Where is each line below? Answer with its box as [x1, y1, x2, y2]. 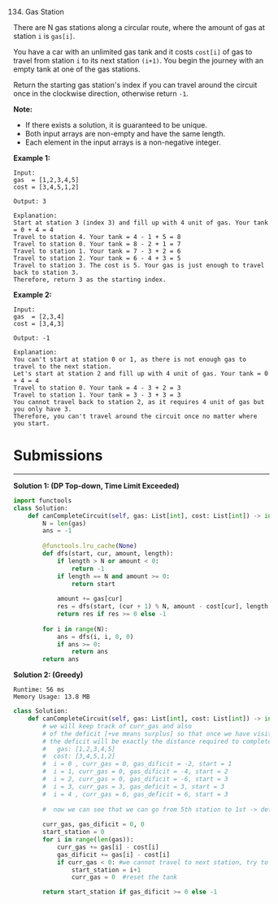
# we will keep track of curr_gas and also [42, 722, 192, 730]
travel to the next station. [13, 363, 112, 371]
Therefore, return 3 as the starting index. [13, 276, 167, 284]
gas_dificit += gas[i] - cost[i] [56, 850, 170, 858]
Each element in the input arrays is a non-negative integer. [24, 137, 222, 147]
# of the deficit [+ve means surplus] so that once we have [42, 729, 250, 738]
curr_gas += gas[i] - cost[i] [56, 843, 159, 851]
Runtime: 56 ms [13, 686, 65, 694]
